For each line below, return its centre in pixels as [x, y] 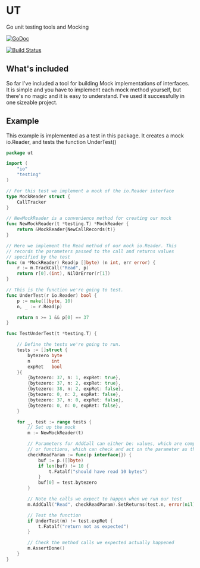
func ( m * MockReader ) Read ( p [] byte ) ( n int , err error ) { [81, 262]
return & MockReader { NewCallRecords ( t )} [66, 230]
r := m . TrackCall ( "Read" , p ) [53, 268]
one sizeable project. [32, 102]
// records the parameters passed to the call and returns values [90, 251]
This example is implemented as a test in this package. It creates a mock [95, 136]
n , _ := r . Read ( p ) [40, 306]
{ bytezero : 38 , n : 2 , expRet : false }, [76, 389]
